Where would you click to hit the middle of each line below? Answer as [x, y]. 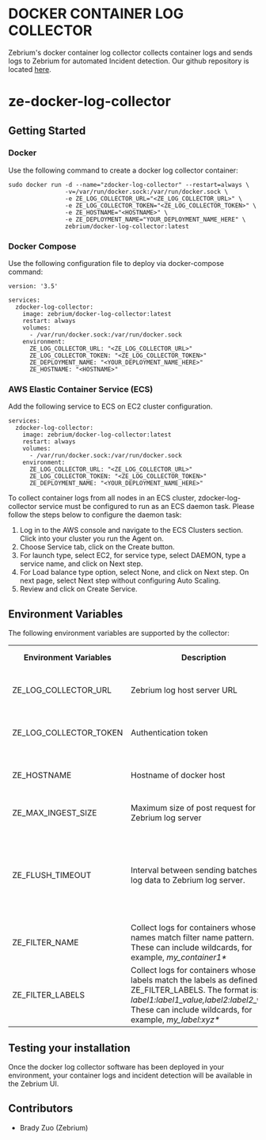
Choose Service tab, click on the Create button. [97, 547]
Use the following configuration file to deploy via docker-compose [116, 264]
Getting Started [47, 130]
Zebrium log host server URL [184, 690]
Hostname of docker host [178, 775]
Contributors [41, 1109]
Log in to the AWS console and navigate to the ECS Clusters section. [131, 530]
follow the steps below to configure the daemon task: [95, 515]
